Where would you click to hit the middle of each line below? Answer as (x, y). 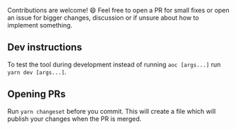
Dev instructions (45, 48)
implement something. (40, 25)
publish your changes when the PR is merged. (74, 119)
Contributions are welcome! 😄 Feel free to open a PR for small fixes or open (118, 10)
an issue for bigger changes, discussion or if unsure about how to (103, 18)
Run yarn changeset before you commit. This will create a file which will (112, 111)
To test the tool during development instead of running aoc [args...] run (114, 64)
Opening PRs (36, 94)
